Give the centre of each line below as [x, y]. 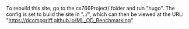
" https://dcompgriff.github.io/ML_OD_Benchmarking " [70, 20]
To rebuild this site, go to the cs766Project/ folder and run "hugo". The [90, 8]
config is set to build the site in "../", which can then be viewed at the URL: [95, 14]
